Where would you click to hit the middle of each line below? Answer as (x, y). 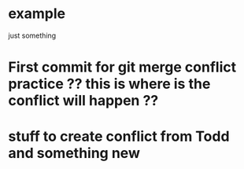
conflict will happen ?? (83, 101)
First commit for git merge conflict (122, 67)
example (37, 14)
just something (32, 35)
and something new (74, 153)
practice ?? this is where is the (109, 84)
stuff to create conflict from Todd (119, 136)
